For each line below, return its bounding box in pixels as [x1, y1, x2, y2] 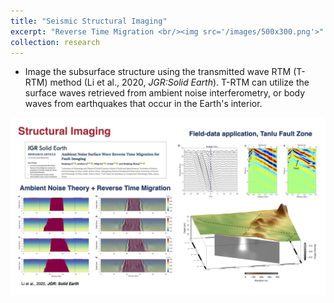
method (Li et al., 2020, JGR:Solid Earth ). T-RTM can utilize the [49, 76, 310, 89]
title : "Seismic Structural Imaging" [10, 16, 168, 26]
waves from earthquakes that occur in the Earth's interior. [24, 98, 263, 110]
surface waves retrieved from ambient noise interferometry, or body [24, 87, 306, 99]
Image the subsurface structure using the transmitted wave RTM [24, 66, 292, 78]
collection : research [10, 37, 101, 47]
